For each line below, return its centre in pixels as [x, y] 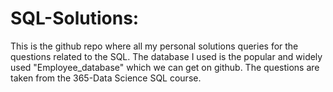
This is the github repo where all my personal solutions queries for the [154, 46]
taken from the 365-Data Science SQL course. [106, 78]
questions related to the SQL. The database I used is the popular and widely [166, 56]
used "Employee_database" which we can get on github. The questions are [165, 67]
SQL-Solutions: [75, 18]
